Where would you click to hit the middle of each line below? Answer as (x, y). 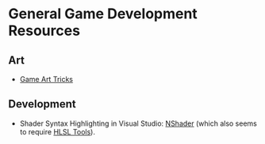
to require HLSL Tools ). (57, 131)
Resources (44, 31)
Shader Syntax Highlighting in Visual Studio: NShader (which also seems (138, 123)
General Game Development (103, 14)
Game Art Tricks (46, 79)
